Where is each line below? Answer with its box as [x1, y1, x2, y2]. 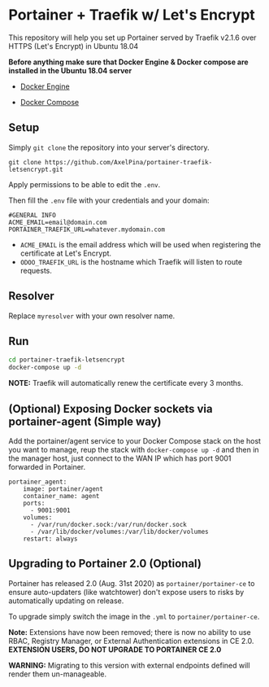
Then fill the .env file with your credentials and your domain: [8, 195, 210, 205]
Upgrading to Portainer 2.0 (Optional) [8, 557, 202, 571]
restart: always [23, 535, 79, 543]
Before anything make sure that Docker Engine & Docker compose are [8, 57, 249, 67]
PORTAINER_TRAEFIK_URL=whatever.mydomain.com [8, 225, 165, 234]
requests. [20, 265, 53, 275]
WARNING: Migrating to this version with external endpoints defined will [8, 660, 250, 670]
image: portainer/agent [23, 484, 104, 493]
